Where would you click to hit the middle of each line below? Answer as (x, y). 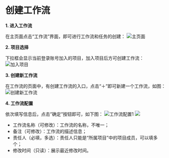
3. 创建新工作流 (21, 75)
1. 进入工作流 (19, 25)
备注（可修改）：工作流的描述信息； (50, 131)
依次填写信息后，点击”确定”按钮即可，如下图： (54, 114)
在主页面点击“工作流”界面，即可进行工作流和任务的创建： (66, 36)
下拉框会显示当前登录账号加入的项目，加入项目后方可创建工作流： (75, 58)
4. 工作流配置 (19, 103)
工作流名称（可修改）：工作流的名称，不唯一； (61, 125)
